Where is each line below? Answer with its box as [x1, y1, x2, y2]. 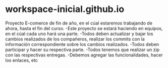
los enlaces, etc [5, 57, 38, 63]
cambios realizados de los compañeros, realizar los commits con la [5, 36, 145, 42]
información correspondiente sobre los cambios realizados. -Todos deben [5, 41, 159, 47]
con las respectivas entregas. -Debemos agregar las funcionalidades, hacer [5, 51, 163, 58]
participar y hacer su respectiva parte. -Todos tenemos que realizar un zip [5, 46, 160, 52]
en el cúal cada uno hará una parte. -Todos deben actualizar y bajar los [5, 30, 153, 36]
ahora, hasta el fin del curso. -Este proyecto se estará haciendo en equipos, [5, 25, 163, 31]
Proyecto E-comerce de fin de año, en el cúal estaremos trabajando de [5, 20, 153, 26]
